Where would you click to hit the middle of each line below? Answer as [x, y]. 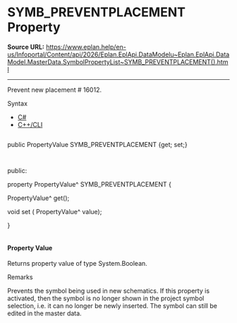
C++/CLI [30, 124]
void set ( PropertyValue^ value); [55, 211]
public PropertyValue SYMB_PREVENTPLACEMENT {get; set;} [98, 144]
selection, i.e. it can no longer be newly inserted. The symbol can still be [112, 306]
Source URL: [26, 47]
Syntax [18, 103]
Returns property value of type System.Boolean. [78, 264]
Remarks [20, 277]
